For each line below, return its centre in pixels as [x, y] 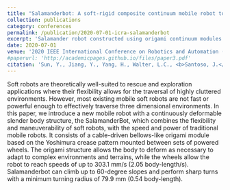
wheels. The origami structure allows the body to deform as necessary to [110, 150]
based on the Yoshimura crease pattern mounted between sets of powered [113, 142]
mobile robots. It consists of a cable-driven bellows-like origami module [108, 135]
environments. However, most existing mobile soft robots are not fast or [108, 98]
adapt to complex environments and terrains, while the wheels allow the [108, 157]
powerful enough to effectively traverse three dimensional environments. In [113, 106]
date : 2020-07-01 [32, 45]
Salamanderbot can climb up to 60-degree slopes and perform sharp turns [113, 171]
